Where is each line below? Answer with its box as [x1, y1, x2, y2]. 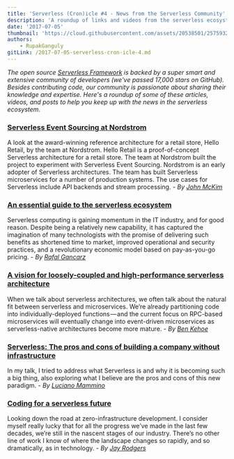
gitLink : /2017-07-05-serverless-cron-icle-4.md [7, 49, 151, 56]
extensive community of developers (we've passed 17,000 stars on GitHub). [7, 75, 224, 84]
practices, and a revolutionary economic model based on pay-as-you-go [7, 245, 216, 254]
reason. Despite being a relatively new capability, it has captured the [7, 224, 204, 232]
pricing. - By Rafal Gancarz [7, 253, 86, 261]
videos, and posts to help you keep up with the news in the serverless [7, 98, 208, 106]
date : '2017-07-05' [7, 23, 64, 30]
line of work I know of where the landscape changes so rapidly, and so [7, 437, 210, 445]
